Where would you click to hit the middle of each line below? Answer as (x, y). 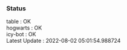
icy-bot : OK (21, 34)
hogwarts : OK (24, 28)
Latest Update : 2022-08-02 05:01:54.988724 (63, 41)
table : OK (19, 22)
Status (16, 8)
